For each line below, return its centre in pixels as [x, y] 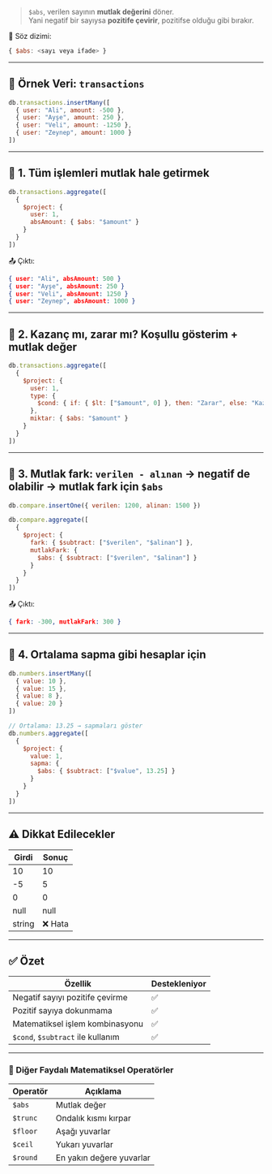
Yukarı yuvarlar [84, 1144]
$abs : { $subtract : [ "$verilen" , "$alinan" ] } [117, 558]
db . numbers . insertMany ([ [50, 673]
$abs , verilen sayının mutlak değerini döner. [101, 12]
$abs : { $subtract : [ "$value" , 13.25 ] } [106, 771]
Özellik [78, 984]
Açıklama [103, 1091]
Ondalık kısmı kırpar [93, 1118]
